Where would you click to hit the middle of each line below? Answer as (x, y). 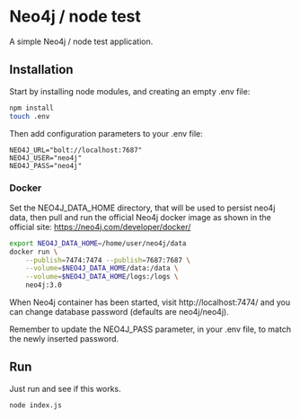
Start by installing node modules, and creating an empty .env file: (130, 91)
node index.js (36, 405)
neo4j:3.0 (44, 285)
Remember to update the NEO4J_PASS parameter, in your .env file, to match (150, 329)
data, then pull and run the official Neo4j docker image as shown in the (140, 217)
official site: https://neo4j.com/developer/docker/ (100, 227)
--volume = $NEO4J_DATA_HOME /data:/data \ (102, 268)
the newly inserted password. (64, 339)
